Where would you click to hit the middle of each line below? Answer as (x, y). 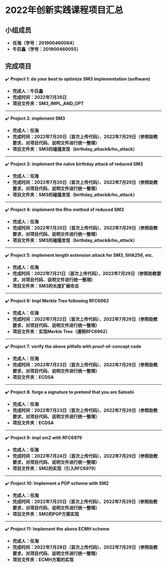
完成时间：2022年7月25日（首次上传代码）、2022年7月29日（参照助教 (85, 501)
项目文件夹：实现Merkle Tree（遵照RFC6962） (61, 331)
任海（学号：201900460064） (44, 43)
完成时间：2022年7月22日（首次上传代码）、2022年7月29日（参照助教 (85, 319)
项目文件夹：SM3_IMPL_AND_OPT (48, 103)
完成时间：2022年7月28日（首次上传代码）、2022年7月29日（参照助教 (85, 547)
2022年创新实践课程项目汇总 (64, 10)
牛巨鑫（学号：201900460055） (46, 49)
